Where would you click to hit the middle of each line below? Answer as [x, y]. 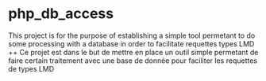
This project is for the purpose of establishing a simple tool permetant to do [132, 35]
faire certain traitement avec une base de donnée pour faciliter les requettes [133, 61]
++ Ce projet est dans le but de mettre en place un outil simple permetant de [133, 52]
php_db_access [61, 14]
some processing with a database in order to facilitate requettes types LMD [131, 43]
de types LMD [31, 68]
